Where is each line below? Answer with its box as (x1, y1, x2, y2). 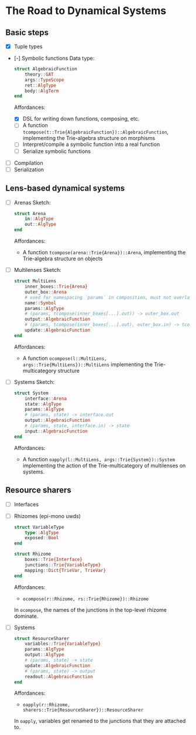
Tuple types (13, 43, 43, 50)
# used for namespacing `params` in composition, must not (25, 294, 172, 300)
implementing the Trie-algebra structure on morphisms (22, 135, 156, 142)
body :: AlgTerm (25, 88, 59, 94)
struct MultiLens (13, 278, 57, 284)
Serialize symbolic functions (22, 148, 91, 155)
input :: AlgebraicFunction (25, 428, 88, 434)
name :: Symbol (25, 300, 57, 306)
